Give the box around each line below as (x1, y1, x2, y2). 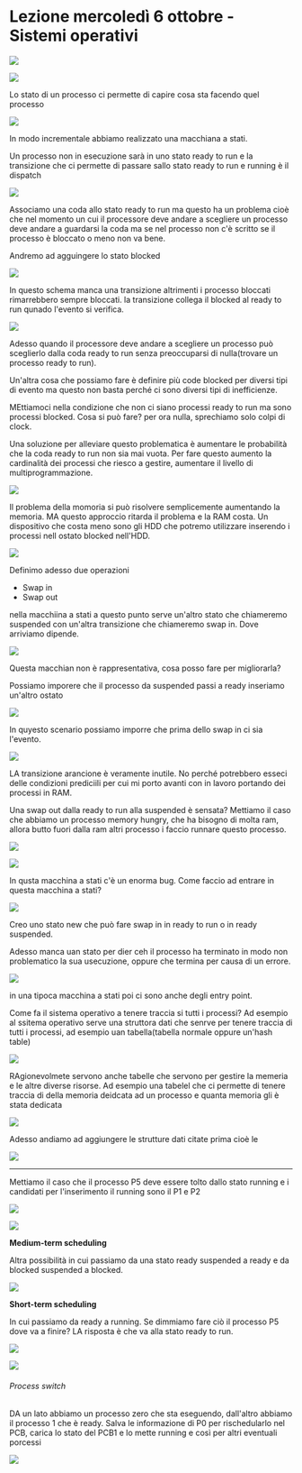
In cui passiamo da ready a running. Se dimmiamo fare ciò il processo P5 (9, 1316, 280, 1327)
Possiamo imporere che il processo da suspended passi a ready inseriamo (9, 680, 285, 691)
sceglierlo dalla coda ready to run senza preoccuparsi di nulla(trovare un (9, 347, 279, 358)
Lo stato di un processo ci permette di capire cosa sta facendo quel (9, 88, 260, 100)
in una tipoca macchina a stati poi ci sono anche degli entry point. (9, 990, 253, 1001)
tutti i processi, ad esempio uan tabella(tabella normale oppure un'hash (9, 1026, 273, 1038)
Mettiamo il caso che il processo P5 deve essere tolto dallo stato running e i (9, 1176, 289, 1187)
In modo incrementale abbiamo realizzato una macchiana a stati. (9, 133, 248, 143)
